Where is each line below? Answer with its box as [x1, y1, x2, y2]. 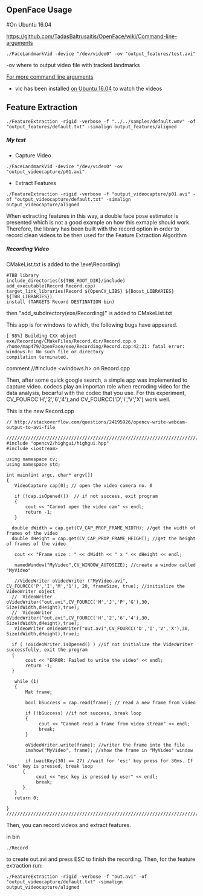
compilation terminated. [6, 354, 69, 360]
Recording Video [6, 245, 50, 253]
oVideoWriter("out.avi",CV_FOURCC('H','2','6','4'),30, [6, 615, 150, 621]
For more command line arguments [6, 73, 94, 80]
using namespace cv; [6, 456, 59, 462]
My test [6, 136, 26, 144]
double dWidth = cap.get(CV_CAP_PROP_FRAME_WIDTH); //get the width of [11, 525, 196, 531]
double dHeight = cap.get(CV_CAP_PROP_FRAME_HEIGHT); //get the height [11, 535, 196, 541]
